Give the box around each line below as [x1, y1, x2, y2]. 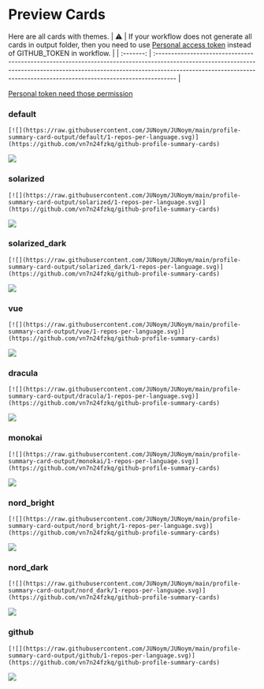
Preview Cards [8, 6, 106, 24]
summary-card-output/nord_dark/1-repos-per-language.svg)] [8, 586, 206, 595]
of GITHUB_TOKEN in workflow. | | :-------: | [8, 48, 152, 58]
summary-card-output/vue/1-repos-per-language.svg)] [8, 328, 185, 336]
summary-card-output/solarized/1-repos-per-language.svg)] [8, 198, 206, 206]
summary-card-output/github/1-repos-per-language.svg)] [8, 651, 195, 660]
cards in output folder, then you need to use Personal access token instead [8, 39, 251, 49]
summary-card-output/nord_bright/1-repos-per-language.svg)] [8, 522, 214, 530]
